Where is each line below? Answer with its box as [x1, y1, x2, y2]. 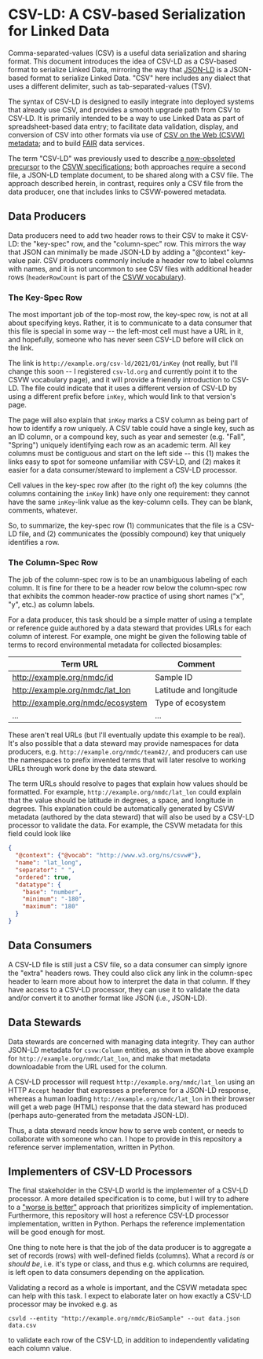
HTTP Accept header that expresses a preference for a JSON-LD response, [8, 1085, 251, 1094]
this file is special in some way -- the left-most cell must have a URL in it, [8, 327, 243, 336]
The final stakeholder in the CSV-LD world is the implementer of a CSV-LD [8, 1185, 249, 1195]
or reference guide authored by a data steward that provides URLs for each [8, 623, 251, 633]
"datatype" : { [15, 881, 61, 889]
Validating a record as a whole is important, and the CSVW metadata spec [8, 1283, 247, 1292]
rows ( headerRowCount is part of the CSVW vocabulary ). [8, 272, 187, 282]
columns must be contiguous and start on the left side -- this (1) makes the [8, 449, 250, 458]
